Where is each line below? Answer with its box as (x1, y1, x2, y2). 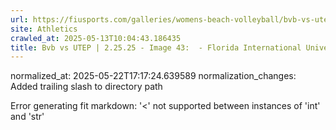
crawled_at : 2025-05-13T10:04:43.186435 (10, 33, 182, 43)
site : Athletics (10, 24, 78, 34)
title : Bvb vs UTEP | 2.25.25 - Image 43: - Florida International (10, 42, 302, 53)
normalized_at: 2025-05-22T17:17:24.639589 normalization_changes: (10, 70, 297, 82)
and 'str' (10, 111, 45, 123)
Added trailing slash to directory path (10, 81, 163, 93)
